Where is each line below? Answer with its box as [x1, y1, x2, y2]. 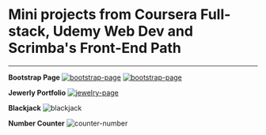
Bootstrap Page [8, 73, 61, 82]
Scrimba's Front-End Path [8, 39, 182, 57]
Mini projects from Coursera [8, 6, 198, 24]
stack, [8, 22, 50, 40]
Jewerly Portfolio [8, 88, 66, 97]
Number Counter [8, 118, 65, 128]
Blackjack [8, 103, 41, 112]
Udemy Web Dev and [52, 22, 194, 40]
